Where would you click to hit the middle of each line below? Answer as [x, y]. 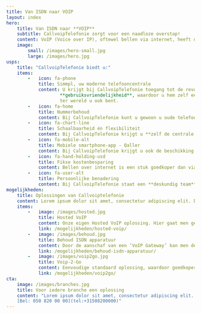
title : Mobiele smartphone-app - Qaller [89, 145]
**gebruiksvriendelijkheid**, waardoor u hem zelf [124, 95]
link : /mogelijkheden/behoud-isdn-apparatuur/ [97, 251]
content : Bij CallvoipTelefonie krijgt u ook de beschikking [116, 151]
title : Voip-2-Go [60, 262]
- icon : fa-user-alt [56, 173]
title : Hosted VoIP [62, 218]
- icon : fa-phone [52, 78]
